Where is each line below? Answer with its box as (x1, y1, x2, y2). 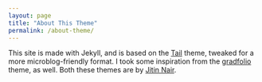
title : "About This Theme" (8, 19, 98, 27)
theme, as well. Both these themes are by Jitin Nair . (8, 65, 177, 75)
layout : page (8, 11, 52, 20)
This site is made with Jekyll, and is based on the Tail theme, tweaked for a (8, 49, 255, 58)
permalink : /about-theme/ (8, 26, 94, 34)
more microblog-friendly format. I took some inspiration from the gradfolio (8, 57, 252, 66)
